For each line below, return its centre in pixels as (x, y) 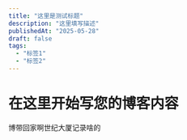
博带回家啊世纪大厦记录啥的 (55, 127)
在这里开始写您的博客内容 (94, 104)
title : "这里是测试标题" (46, 16)
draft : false (30, 38)
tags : (17, 46)
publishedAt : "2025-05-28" (54, 31)
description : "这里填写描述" (54, 23)
